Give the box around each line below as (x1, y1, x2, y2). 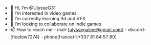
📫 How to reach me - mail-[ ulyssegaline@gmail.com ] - (10, 27, 127, 32)
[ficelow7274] (10, 34, 40, 40)
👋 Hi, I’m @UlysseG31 (10, 5, 56, 11)
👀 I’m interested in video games (10, 10, 77, 16)
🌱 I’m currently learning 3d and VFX (10, 16, 86, 21)
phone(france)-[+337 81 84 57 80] (44, 34, 117, 40)
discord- (127, 27, 146, 32)
